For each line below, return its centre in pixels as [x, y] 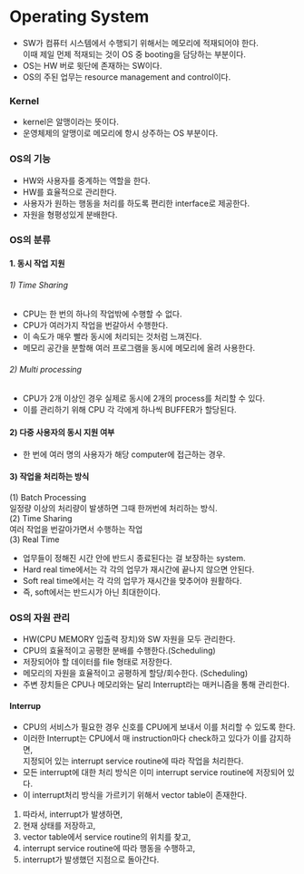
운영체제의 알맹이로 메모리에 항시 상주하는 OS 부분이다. [120, 133]
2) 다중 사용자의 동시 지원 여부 [62, 432]
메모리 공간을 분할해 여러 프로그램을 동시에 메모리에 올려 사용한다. [139, 348]
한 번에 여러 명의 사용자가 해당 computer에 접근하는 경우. [124, 454]
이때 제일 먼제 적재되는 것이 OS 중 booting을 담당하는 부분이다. [134, 54]
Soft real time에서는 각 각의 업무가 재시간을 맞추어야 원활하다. [132, 580]
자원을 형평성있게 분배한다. [70, 214]
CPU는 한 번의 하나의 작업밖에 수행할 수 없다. [102, 314]
